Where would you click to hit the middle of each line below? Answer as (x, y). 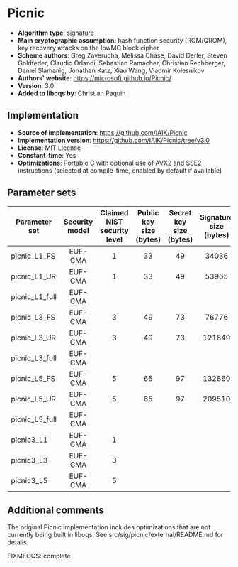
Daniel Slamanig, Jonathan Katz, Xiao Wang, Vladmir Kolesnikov (111, 70)
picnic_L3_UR (34, 337)
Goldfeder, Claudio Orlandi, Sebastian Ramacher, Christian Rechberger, (121, 63)
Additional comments (56, 510)
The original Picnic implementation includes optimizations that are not (109, 527)
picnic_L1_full (34, 296)
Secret (180, 212)
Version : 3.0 (36, 85)
